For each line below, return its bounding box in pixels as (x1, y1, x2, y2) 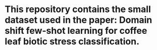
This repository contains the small (5, 4, 151, 15)
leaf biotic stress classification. (5, 36, 140, 47)
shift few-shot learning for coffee (5, 25, 147, 36)
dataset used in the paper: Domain (5, 14, 152, 26)
